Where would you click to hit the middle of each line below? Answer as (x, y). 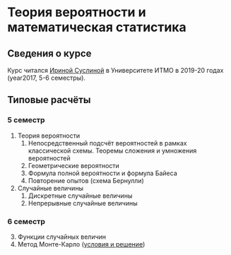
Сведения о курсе (49, 53)
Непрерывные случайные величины (83, 203)
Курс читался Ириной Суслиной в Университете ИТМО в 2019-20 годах (115, 70)
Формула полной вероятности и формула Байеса (103, 173)
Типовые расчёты (49, 100)
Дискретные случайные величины (80, 196)
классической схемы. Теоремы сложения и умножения (112, 150)
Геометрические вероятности (74, 165)
